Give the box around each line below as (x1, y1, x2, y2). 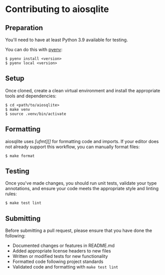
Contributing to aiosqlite (5, 4, 109, 15)
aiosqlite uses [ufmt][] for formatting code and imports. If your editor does (5, 138, 159, 144)
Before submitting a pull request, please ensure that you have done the (5, 227, 152, 234)
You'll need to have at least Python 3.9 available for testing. (5, 37, 128, 43)
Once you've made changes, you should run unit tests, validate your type (5, 180, 157, 186)
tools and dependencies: (5, 93, 57, 99)
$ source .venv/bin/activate (5, 111, 66, 116)
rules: (5, 191, 17, 197)
